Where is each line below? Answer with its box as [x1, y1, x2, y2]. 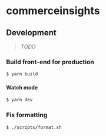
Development [6, 28, 57, 38]
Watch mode [6, 84, 38, 91]
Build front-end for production [6, 58, 94, 66]
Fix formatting [6, 111, 48, 119]
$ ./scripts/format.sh [6, 124, 62, 130]
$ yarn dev [6, 97, 33, 103]
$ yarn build [6, 71, 38, 77]
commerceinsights [6, 4, 100, 18]
